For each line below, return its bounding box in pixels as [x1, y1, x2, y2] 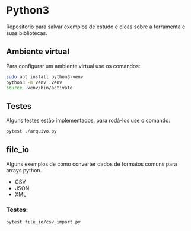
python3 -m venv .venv [6, 79, 62, 85]
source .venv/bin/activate [6, 85, 73, 91]
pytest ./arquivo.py [6, 129, 58, 134]
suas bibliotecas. [6, 29, 47, 36]
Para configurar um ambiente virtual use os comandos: [6, 62, 141, 69]
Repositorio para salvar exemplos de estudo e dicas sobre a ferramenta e [6, 23, 186, 30]
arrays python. [6, 166, 42, 174]
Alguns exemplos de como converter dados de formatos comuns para [6, 161, 177, 168]
